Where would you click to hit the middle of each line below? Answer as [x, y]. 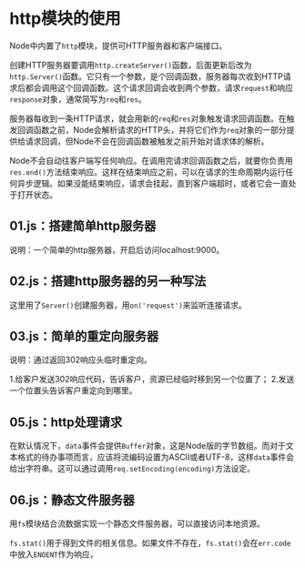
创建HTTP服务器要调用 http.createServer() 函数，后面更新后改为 [131, 65]
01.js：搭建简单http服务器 [83, 226]
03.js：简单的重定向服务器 [84, 336]
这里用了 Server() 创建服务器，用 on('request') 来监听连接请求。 [128, 305]
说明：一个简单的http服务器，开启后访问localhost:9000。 [117, 249]
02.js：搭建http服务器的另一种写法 [108, 282]
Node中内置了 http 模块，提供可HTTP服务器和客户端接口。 [118, 46]
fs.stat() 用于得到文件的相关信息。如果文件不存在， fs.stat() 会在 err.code [150, 543]
